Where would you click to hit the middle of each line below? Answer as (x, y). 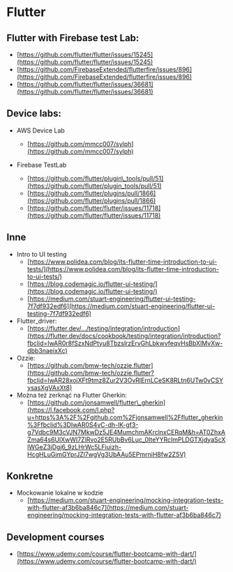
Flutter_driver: (37, 321)
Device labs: (34, 113)
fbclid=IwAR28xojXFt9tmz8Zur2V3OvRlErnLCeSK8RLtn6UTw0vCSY (125, 380)
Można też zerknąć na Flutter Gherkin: (72, 395)
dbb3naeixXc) (47, 350)
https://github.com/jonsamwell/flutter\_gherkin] (98, 402)
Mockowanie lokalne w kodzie (60, 493)
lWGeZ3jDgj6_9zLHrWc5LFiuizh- (74, 446)
